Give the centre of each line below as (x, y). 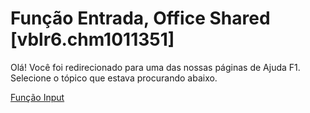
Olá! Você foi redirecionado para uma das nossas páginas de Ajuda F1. (155, 67)
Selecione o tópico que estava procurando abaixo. (114, 78)
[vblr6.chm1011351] (92, 39)
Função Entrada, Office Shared (140, 18)
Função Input (37, 97)
